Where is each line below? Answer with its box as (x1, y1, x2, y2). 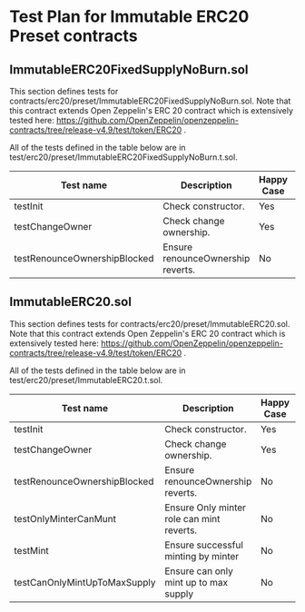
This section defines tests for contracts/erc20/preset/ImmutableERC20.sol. (9, 318, 290, 329)
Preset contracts (9, 25, 138, 46)
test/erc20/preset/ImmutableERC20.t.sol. (9, 374, 163, 385)
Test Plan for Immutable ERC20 (9, 6, 250, 27)
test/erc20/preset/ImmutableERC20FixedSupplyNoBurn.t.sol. (9, 152, 238, 163)
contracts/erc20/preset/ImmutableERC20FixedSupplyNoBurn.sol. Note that (9, 95, 291, 106)
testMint (14, 544, 50, 557)
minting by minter (164, 549, 240, 562)
